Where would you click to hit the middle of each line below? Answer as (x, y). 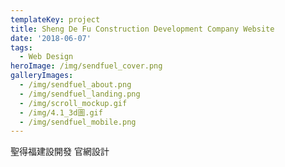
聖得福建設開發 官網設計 (60, 152)
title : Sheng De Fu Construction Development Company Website (142, 29)
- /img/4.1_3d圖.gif (61, 112)
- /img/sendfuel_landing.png (80, 94)
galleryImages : (42, 76)
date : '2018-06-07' (51, 38)
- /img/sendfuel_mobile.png (78, 122)
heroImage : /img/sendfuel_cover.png (86, 66)
